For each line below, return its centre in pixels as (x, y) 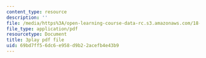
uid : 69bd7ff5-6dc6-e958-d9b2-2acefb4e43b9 (63, 46)
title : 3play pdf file (35, 40)
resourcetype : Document (37, 34)
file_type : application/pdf (42, 29)
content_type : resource (37, 12)
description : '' (27, 18)
